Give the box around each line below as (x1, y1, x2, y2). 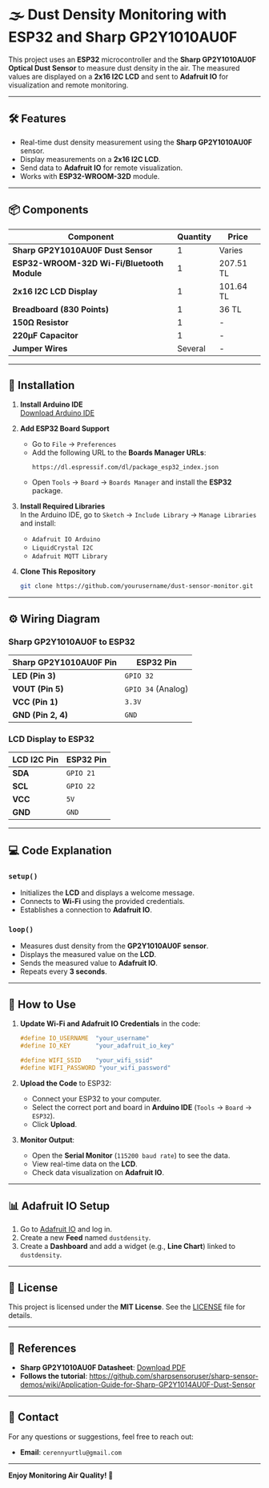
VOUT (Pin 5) (12, 683, 64, 694)
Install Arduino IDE (19, 399, 83, 409)
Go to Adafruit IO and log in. (19, 1224, 113, 1235)
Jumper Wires (12, 343, 68, 354)
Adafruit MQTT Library (31, 553, 108, 561)
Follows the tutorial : (19, 1371, 88, 1381)
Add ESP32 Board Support (19, 424, 110, 433)
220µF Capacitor (12, 330, 78, 341)
